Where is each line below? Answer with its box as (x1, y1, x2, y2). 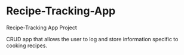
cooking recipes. (6, 42, 48, 49)
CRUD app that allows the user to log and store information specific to (6, 35, 179, 42)
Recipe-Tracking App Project (6, 24, 77, 31)
